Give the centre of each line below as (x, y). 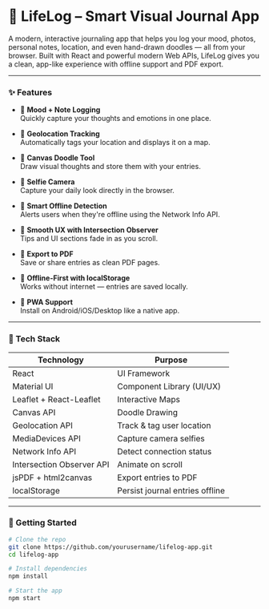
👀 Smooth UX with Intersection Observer (89, 230)
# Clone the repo (37, 539)
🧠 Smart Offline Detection (63, 206)
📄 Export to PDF (46, 254)
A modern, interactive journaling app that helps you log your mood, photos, (132, 38)
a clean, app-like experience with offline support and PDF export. (116, 64)
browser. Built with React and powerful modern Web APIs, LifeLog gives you (134, 55)
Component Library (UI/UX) (169, 386)
